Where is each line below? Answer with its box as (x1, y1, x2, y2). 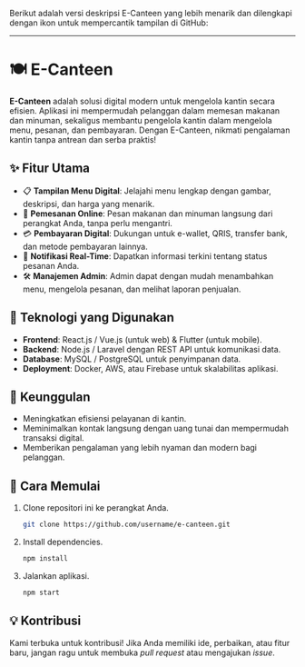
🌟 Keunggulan (9, 389, 91, 404)
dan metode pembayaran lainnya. (22, 241, 148, 252)
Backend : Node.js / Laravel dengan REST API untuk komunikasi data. (22, 343, 281, 354)
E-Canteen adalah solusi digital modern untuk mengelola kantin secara (9, 95, 275, 106)
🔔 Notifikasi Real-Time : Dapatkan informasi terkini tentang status (22, 250, 268, 262)
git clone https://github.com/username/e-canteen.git (22, 520, 231, 530)
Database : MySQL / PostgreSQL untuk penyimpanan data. (22, 353, 241, 364)
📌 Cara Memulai (9, 478, 101, 493)
